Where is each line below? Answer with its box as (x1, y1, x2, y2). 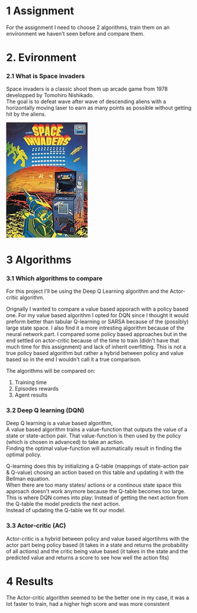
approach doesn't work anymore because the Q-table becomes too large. (6, 488, 186, 495)
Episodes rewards (14, 385, 59, 392)
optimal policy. (6, 451, 42, 458)
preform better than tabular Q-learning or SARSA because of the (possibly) (6, 318, 189, 325)
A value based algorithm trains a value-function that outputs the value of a (6, 426, 188, 433)
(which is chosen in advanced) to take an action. (6, 439, 124, 446)
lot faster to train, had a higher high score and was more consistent (6, 601, 170, 608)
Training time (14, 378, 47, 386)
